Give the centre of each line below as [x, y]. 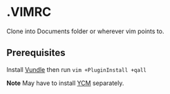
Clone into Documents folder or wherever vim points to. [85, 31]
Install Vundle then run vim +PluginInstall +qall [76, 69]
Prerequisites [36, 53]
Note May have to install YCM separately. [65, 83]
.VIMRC [29, 12]
